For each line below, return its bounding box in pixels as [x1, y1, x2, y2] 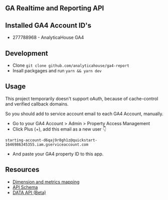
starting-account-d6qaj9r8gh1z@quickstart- [5, 138, 98, 143]
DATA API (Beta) [12, 189, 46, 195]
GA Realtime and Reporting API [5, 4, 104, 13]
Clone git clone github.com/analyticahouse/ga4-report [12, 62, 129, 68]
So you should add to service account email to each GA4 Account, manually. [5, 111, 163, 117]
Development [5, 49, 49, 57]
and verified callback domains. [5, 101, 69, 107]
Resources [5, 165, 40, 174]
